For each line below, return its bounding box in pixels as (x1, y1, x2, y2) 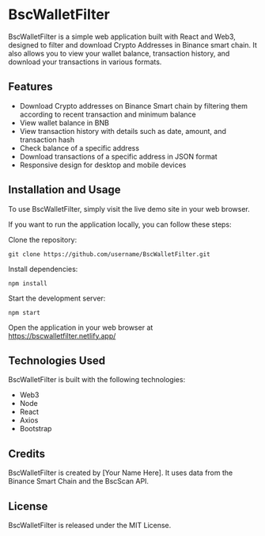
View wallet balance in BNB (19, 117, 109, 128)
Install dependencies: (8, 264, 78, 274)
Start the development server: (8, 293, 106, 303)
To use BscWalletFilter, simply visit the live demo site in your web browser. (8, 204, 251, 213)
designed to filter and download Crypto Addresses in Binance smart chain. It (8, 40, 257, 49)
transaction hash (19, 135, 75, 144)
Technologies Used (8, 354, 105, 367)
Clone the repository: (8, 235, 78, 244)
